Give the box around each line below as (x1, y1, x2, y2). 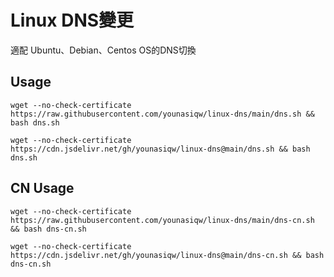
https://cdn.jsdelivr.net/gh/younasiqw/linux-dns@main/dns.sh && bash (10, 144, 311, 154)
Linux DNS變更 (10, 9, 135, 32)
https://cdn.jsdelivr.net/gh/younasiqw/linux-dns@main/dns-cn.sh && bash (10, 250, 325, 260)
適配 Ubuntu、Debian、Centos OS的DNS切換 (10, 44, 197, 56)
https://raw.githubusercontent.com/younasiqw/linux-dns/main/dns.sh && (10, 109, 315, 119)
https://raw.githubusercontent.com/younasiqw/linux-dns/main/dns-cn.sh (10, 215, 315, 225)
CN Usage (10, 180, 75, 197)
